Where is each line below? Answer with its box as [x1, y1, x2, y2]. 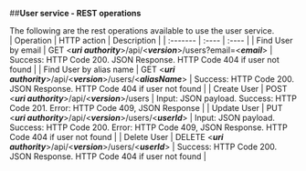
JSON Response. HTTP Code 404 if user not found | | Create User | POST [9, 84, 288, 94]
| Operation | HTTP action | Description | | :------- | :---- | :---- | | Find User [9, 35, 294, 45]
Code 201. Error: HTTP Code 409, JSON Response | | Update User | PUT [9, 103, 283, 113]
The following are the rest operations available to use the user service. [9, 25, 275, 35]
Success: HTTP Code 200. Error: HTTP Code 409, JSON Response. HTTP [9, 122, 288, 133]
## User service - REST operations [9, 8, 142, 18]
